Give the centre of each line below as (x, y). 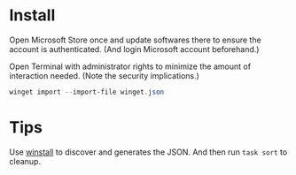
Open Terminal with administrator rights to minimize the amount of (130, 66)
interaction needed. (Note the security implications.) (104, 75)
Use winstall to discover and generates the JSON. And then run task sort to (148, 152)
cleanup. (25, 161)
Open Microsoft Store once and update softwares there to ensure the (135, 40)
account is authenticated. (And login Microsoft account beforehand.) (134, 49)
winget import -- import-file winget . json (87, 92)
